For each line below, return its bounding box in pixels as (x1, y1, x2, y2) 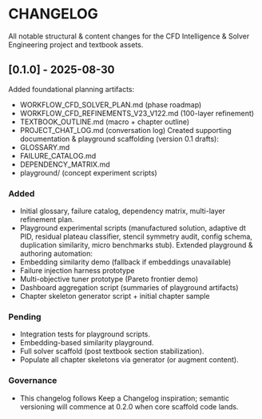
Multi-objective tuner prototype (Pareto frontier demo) (19, 274, 199, 284)
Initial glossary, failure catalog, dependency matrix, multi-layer (19, 206, 225, 216)
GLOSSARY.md (19, 142, 70, 152)
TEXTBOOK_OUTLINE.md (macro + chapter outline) (19, 117, 190, 127)
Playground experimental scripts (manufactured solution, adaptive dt (19, 224, 246, 233)
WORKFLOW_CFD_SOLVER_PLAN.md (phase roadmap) (19, 99, 202, 109)
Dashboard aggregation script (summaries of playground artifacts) (19, 283, 239, 292)
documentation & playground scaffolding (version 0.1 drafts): (19, 134, 220, 143)
